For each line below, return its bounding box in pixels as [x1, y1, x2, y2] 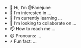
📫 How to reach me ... [9, 26, 55, 31]
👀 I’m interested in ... [9, 10, 52, 16]
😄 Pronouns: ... [9, 33, 42, 39]
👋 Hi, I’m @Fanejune [9, 5, 51, 10]
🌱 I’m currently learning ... [9, 15, 62, 21]
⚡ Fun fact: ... [9, 38, 37, 44]
